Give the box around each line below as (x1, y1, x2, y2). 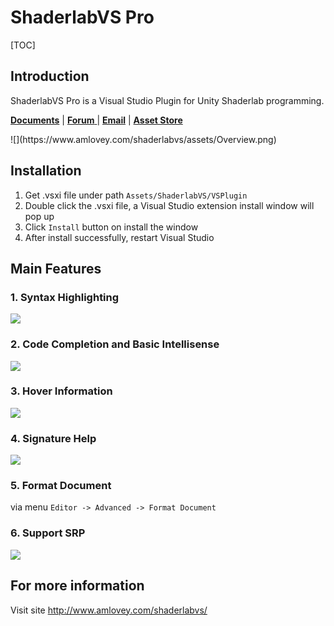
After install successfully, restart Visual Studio (24, 231, 215, 243)
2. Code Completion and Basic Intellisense (10, 337, 220, 351)
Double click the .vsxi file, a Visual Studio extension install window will (24, 199, 315, 211)
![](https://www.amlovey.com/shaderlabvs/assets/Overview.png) (10, 133, 277, 145)
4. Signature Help (10, 431, 97, 445)
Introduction (10, 68, 90, 85)
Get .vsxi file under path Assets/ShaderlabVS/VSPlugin (24, 189, 248, 201)
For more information (10, 577, 145, 595)
